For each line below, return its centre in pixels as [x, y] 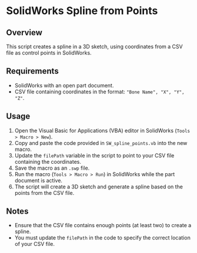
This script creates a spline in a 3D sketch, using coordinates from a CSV [95, 46]
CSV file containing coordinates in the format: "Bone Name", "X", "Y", [99, 92]
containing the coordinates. [48, 161]
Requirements [32, 71]
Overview [24, 33]
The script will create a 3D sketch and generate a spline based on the [99, 187]
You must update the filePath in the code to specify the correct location [103, 238]
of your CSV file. [34, 244]
